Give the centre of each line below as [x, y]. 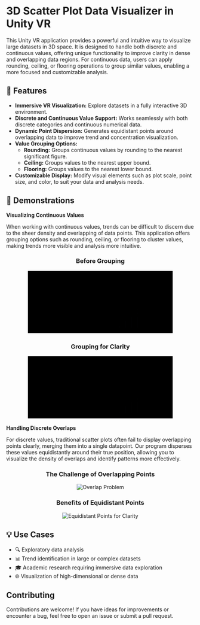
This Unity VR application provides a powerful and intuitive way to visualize [99, 40]
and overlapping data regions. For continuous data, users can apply [90, 59]
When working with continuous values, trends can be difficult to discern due [100, 226]
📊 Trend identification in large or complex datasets [78, 559]
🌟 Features [27, 91]
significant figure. [45, 156]
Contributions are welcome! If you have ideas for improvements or [87, 609]
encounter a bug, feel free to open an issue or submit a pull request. [90, 616]
